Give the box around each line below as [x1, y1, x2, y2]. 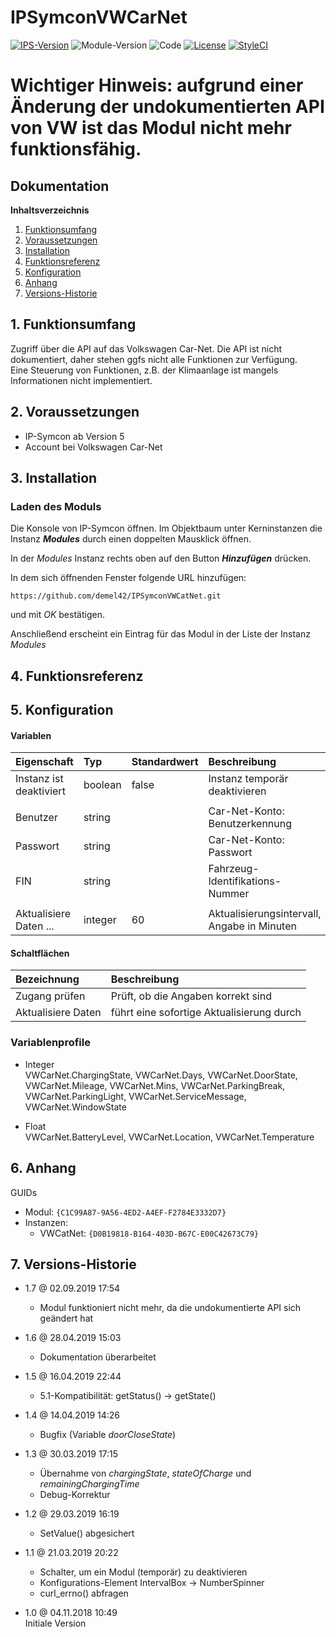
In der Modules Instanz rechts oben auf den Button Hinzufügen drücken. [10, 552, 312, 565]
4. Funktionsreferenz [10, 667, 144, 685]
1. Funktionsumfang [10, 316, 137, 333]
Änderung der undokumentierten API [10, 96, 325, 118]
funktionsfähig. [10, 138, 142, 161]
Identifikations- [208, 874, 282, 888]
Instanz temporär [208, 772, 289, 786]
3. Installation [10, 469, 98, 486]
